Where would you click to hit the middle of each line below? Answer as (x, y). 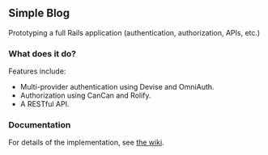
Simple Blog (39, 13)
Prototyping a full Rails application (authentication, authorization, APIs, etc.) (134, 32)
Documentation (40, 125)
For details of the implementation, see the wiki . (86, 142)
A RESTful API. (45, 104)
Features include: (37, 71)
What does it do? (43, 53)
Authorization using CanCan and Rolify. (85, 95)
